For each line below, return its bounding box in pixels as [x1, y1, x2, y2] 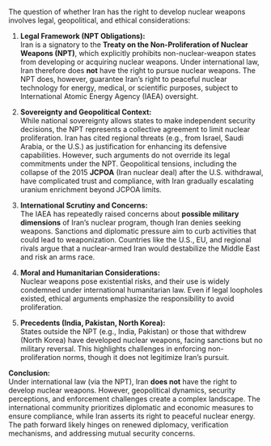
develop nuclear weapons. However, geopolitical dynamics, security [8, 385, 236, 395]
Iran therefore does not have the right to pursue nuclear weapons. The [19, 66, 256, 75]
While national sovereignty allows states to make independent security [19, 116, 256, 125]
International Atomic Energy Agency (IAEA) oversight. [19, 92, 199, 101]
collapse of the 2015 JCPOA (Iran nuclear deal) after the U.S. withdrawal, [19, 168, 264, 177]
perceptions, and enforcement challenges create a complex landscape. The [8, 394, 260, 404]
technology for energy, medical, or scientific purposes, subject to [19, 83, 239, 92]
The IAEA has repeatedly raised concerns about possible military [19, 209, 239, 218]
